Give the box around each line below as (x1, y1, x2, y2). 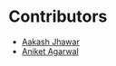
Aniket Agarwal (21, 45, 79, 56)
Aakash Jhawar (21, 36, 81, 47)
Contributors (8, 6, 108, 27)
